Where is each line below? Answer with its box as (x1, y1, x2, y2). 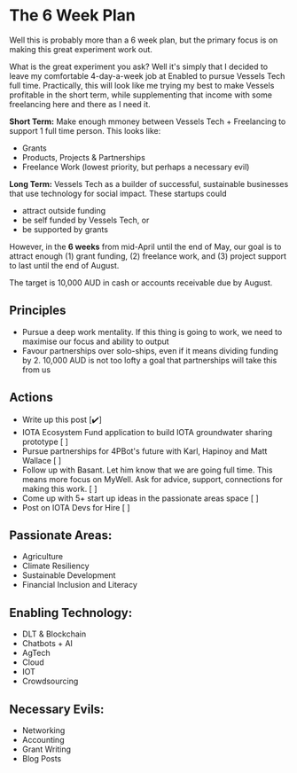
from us (21, 364, 51, 375)
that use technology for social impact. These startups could (9, 188, 227, 199)
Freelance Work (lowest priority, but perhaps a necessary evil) (21, 161, 250, 172)
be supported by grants (21, 223, 109, 235)
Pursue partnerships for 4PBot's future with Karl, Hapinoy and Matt (21, 445, 268, 457)
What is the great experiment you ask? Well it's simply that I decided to (9, 61, 269, 72)
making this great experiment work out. (9, 43, 153, 54)
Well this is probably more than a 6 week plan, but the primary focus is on (9, 35, 278, 45)
